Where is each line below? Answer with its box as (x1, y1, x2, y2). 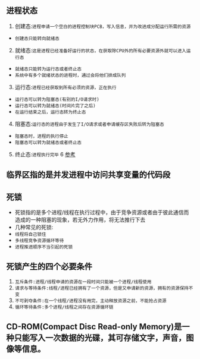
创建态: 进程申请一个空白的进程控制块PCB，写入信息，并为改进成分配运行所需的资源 (14, 23, 191, 30)
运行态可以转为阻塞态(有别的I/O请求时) (14, 96, 99, 102)
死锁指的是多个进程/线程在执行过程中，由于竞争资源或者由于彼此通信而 (14, 209, 189, 216)
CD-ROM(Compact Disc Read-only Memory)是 (6, 322, 182, 332)
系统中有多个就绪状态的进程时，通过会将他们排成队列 (14, 72, 126, 78)
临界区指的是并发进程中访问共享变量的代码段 (6, 170, 171, 180)
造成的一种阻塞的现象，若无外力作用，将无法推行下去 (14, 216, 146, 223)
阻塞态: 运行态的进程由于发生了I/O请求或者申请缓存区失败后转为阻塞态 (14, 120, 165, 127)
